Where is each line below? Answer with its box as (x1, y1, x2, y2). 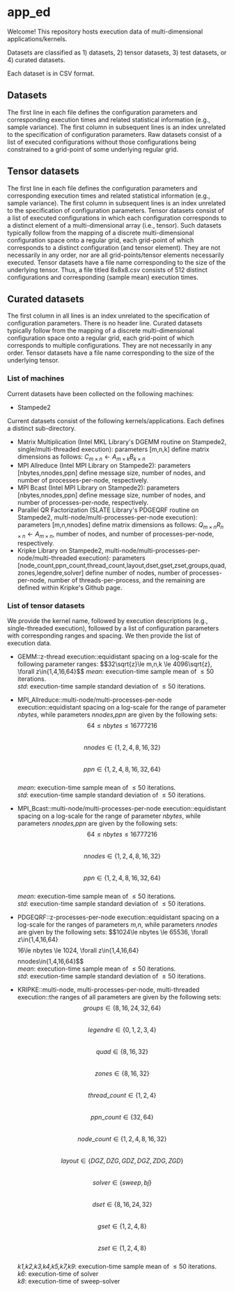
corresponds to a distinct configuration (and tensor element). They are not (7, 243, 221, 251)
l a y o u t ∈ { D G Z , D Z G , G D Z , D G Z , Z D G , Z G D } (61, 1157, 184, 1165)
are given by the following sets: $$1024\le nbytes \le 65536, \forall (17, 928, 208, 937)
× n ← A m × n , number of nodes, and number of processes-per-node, (17, 530, 214, 540)
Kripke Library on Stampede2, (17, 546, 104, 555)
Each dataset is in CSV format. (7, 69, 95, 78)
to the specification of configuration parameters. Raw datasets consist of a (7, 130, 222, 138)
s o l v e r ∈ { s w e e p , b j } (93, 1178, 152, 1187)
